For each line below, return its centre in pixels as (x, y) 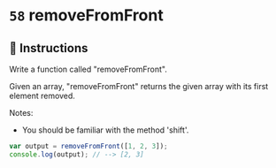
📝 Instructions (49, 48)
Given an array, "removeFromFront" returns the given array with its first (139, 86)
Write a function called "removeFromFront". (88, 69)
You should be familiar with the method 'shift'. (105, 130)
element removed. (42, 95)
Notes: (21, 113)
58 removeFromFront (86, 15)
